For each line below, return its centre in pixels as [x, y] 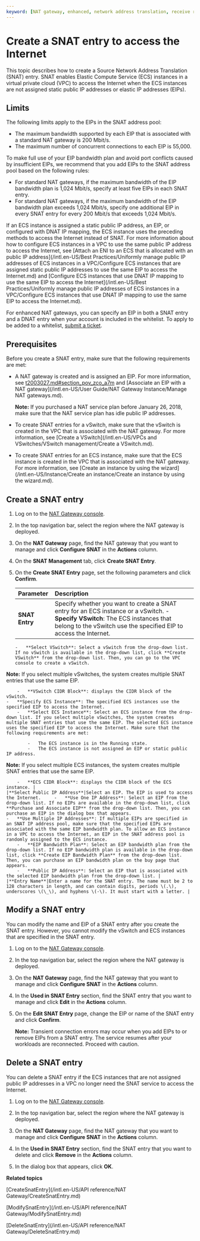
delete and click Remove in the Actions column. [74, 1155]
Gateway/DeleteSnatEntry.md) [43, 1231]
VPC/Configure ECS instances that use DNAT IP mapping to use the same [96, 295]
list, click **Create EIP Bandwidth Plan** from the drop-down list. [94, 855]
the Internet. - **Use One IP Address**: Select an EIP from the [97, 798]
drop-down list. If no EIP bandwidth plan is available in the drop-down [100, 850]
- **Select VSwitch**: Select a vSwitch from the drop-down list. [101, 647]
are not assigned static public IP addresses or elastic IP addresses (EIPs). [96, 89]
